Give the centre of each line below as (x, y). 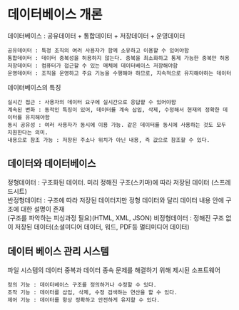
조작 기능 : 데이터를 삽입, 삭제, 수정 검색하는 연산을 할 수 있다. (92, 292)
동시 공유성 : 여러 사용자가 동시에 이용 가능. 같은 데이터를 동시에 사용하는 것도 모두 (117, 125)
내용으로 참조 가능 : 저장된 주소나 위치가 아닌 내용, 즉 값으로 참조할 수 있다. (109, 140)
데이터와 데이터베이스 (52, 164)
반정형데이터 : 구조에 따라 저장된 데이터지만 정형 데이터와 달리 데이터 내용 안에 (116, 200)
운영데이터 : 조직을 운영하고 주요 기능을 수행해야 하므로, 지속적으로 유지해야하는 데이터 (119, 73)
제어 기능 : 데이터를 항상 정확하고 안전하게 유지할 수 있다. (84, 300)
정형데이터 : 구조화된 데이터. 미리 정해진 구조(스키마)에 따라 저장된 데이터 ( (111, 182)
